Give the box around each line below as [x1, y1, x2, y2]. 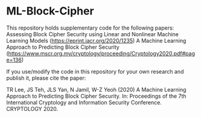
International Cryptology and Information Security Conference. [6, 98, 162, 106]
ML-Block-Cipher [6, 4, 95, 18]
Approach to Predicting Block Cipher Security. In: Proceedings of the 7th [6, 92, 187, 100]
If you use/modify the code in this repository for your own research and [6, 68, 184, 75]
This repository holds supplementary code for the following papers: [6, 24, 174, 31]
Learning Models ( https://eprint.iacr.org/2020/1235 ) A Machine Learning [6, 37, 187, 44]
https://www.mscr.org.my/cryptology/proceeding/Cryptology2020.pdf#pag [8, 49, 195, 57]
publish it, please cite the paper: [6, 74, 86, 81]
